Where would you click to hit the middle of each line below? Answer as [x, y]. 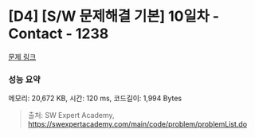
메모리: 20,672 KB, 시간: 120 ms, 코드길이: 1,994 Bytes [95, 98]
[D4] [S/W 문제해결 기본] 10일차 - [114, 16]
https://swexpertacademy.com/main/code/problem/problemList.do [137, 124]
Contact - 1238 [59, 34]
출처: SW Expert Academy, [71, 115]
